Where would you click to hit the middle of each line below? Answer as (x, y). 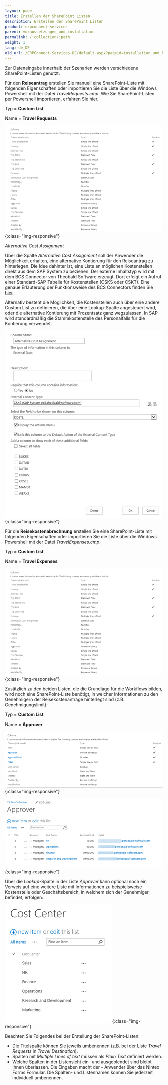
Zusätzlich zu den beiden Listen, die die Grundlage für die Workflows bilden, (84, 689)
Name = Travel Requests (31, 118)
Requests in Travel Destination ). (45, 1051)
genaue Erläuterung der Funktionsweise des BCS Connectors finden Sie (79, 287)
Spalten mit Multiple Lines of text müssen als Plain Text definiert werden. (87, 1057)
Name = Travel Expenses (32, 561)
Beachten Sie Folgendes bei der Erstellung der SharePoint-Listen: (72, 1036)
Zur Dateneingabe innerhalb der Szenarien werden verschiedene (72, 68)
